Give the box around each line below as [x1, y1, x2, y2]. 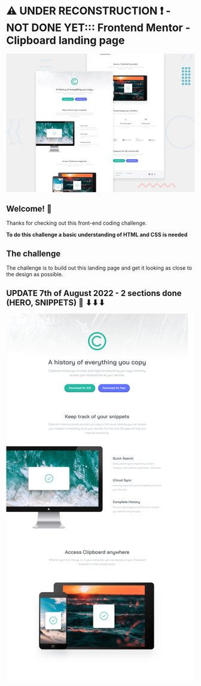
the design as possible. [6, 271, 63, 278]
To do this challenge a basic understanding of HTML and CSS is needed [6, 231, 188, 239]
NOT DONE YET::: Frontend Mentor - [6, 21, 190, 35]
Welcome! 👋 [6, 203, 52, 214]
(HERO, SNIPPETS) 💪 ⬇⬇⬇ [6, 297, 106, 307]
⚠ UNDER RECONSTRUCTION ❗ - [6, 4, 171, 18]
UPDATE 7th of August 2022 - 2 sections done [6, 288, 182, 298]
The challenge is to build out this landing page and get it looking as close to [6, 264, 193, 272]
